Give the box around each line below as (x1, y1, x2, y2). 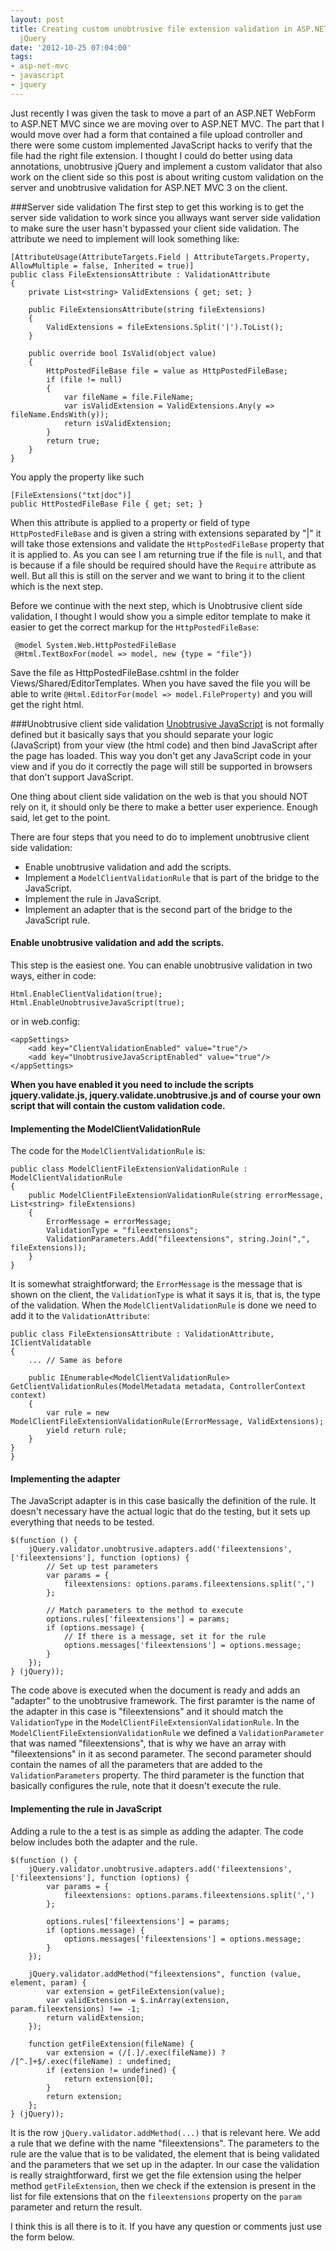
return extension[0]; (63, 2074, 155, 2084)
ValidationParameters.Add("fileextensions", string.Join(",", (46, 1234, 311, 1245)
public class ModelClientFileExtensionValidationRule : (10, 1164, 248, 1175)
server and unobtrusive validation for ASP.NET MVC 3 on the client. (10, 181, 288, 193)
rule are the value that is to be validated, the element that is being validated (10, 2147, 320, 2160)
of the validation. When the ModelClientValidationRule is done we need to (10, 1299, 317, 1311)
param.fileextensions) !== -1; (10, 2004, 141, 2014)
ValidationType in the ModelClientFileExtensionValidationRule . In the (10, 1716, 300, 1728)
